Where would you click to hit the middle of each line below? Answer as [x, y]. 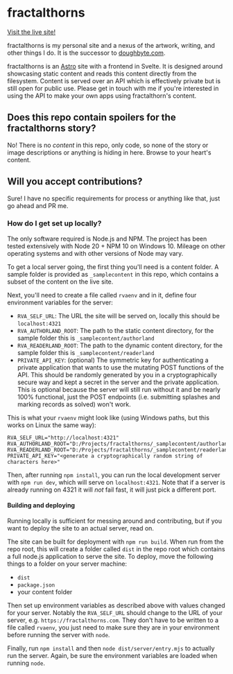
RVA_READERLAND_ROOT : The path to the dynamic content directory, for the [120, 345]
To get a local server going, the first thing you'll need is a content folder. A [113, 267]
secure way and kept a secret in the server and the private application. [118, 382]
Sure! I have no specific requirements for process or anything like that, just [114, 198]
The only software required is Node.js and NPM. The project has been [107, 239]
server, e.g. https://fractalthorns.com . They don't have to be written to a [113, 620]
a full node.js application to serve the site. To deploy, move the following [110, 557]
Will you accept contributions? [75, 182]
